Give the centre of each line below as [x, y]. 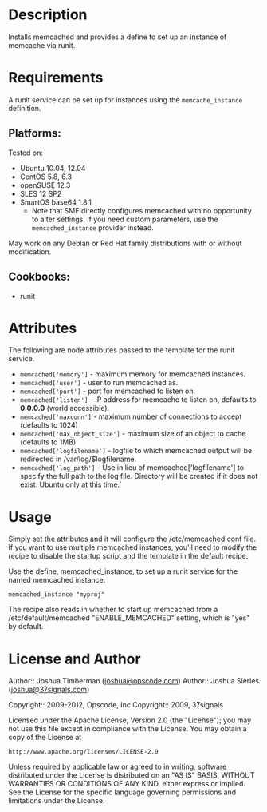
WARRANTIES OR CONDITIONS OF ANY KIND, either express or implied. [127, 784]
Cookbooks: [39, 277]
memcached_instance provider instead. [92, 227]
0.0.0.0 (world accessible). [65, 408]
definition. [25, 108]
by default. [26, 627]
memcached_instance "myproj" [57, 595]
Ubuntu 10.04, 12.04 [53, 168]
